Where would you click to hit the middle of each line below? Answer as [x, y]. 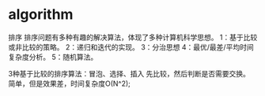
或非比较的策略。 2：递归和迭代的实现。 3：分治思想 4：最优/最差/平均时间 [131, 47]
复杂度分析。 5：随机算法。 [53, 57]
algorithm [41, 15]
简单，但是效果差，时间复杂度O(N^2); [69, 83]
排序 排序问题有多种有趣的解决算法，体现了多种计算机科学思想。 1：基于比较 [133, 37]
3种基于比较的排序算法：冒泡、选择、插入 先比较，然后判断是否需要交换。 [129, 73]
